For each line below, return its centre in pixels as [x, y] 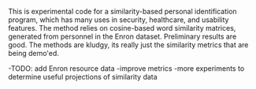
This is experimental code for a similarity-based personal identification [123, 11]
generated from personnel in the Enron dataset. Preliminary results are [122, 36]
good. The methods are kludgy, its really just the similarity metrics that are [128, 45]
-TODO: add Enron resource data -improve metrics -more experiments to [126, 69]
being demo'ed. [33, 53]
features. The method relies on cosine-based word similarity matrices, [122, 28]
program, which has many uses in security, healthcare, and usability [119, 20]
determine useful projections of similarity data [83, 77]
